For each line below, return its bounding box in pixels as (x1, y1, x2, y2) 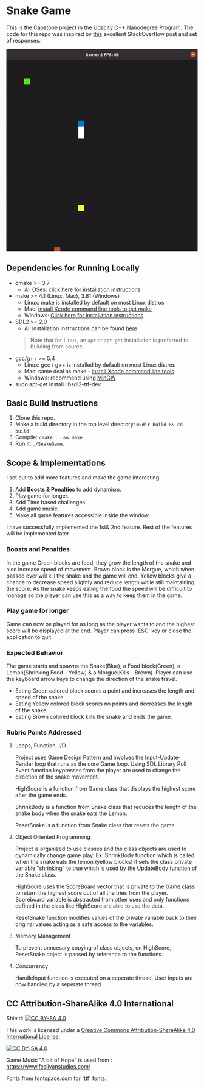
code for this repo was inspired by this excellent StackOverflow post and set (6, 30, 197, 37)
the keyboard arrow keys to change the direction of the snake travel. (6, 676, 177, 683)
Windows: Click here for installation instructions (24, 311, 144, 319)
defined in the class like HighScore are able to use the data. (15, 902, 165, 910)
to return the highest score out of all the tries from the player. (15, 889, 168, 897)
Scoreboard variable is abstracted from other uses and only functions (15, 896, 189, 903)
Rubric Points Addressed (6, 729, 81, 737)
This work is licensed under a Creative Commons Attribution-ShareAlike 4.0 (6, 1026, 195, 1034)
